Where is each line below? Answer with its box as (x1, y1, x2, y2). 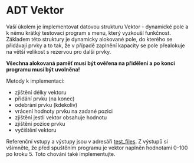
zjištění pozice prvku (14, 120, 65, 127)
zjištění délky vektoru (14, 89, 67, 96)
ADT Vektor (6, 4, 64, 17)
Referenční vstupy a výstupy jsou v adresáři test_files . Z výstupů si (6, 138, 168, 145)
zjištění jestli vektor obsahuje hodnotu (14, 113, 107, 121)
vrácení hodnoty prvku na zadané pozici (14, 107, 113, 115)
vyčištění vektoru (14, 126, 57, 133)
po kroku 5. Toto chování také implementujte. (6, 150, 116, 157)
